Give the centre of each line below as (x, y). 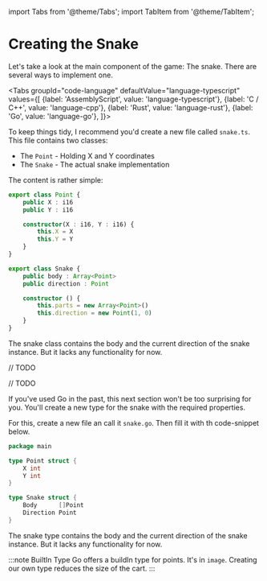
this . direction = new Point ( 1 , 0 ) (95, 313)
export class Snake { (44, 269)
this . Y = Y (55, 239)
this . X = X (55, 232)
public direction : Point (66, 284)
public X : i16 (48, 202)
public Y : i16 (48, 210)
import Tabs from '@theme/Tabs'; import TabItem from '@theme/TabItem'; (131, 12)
